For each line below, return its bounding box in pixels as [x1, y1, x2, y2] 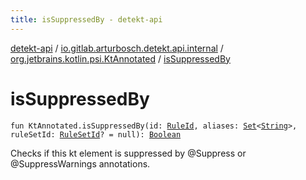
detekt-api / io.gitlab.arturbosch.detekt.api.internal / [10, 42, 224, 54]
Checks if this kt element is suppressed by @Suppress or [10, 147, 247, 159]
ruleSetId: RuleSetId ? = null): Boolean [10, 129, 182, 140]
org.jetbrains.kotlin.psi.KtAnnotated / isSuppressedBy [10, 52, 231, 65]
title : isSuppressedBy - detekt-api [10, 14, 163, 25]
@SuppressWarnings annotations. [10, 157, 151, 170]
